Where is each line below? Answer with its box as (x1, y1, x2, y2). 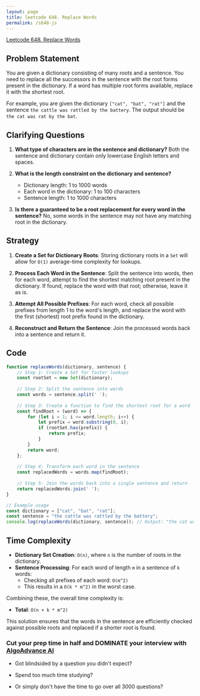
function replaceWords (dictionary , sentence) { (6, 364, 127, 370)
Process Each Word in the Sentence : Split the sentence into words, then (14, 269, 193, 276)
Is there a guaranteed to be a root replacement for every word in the (14, 206, 186, 213)
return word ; (27, 447, 60, 453)
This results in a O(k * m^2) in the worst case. (23, 583, 136, 590)
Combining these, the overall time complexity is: (6, 595, 124, 602)
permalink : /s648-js (6, 20, 58, 26)
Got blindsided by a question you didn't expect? (14, 660, 132, 667)
